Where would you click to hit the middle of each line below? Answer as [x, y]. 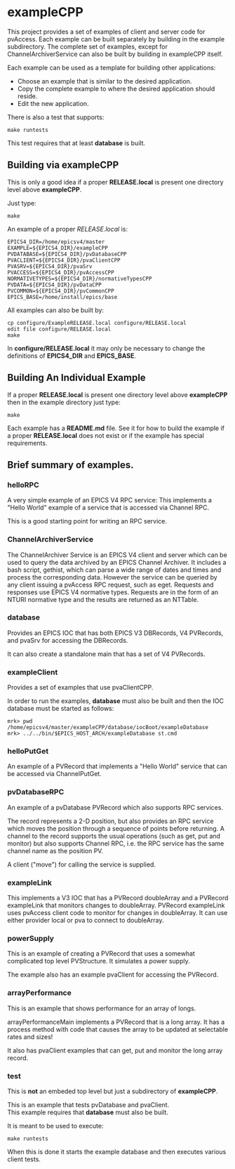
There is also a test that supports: [56, 117]
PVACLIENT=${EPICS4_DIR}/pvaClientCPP [64, 260]
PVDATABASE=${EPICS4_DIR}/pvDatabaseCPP [67, 254]
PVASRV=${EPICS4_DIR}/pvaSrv [50, 266]
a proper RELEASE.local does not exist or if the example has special [106, 435]
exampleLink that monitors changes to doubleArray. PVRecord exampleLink [116, 905]
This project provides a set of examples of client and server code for [106, 32]
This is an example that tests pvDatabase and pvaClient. [88, 1104]
